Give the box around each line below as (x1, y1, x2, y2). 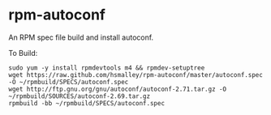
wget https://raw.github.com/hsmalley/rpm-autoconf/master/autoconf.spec (8, 70, 264, 79)
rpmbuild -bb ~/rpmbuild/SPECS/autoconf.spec (8, 99, 165, 107)
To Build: (8, 48, 38, 57)
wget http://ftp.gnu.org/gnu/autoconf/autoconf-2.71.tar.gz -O (8, 85, 227, 93)
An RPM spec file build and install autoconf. (8, 32, 154, 42)
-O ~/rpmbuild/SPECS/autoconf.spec (8, 78, 129, 86)
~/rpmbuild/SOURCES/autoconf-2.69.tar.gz (8, 92, 151, 100)
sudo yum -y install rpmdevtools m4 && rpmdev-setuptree (8, 63, 205, 72)
